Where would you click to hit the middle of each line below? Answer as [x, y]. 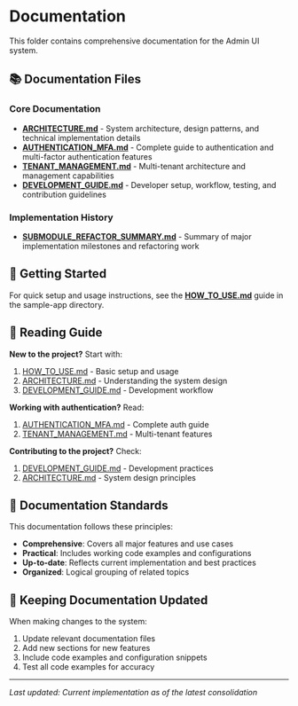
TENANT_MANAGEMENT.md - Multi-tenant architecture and [134, 166]
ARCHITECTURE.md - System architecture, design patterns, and [141, 128]
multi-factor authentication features [87, 156]
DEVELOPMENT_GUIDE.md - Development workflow [118, 390]
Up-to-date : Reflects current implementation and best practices [139, 563]
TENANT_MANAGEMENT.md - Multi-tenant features [117, 434]
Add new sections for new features [86, 648]
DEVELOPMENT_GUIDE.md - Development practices [118, 468]
